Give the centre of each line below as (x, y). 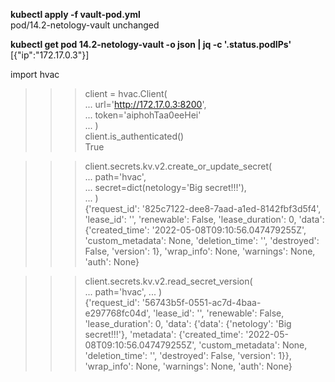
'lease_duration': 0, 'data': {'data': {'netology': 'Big (188, 323)
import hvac (35, 74)
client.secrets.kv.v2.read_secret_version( (168, 281)
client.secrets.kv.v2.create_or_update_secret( (178, 166)
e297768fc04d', (118, 313)
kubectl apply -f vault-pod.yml (75, 14)
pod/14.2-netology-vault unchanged (85, 25)
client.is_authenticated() (134, 136)
